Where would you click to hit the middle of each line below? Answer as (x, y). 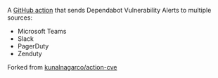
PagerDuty (33, 46)
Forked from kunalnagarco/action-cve (62, 67)
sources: (20, 18)
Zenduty (30, 53)
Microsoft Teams (42, 31)
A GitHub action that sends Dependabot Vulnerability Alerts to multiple (109, 10)
